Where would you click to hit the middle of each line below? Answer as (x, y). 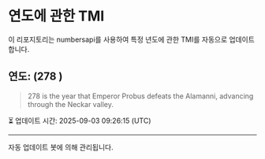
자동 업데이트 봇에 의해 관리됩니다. (61, 147)
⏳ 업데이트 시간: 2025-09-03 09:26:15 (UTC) (80, 120)
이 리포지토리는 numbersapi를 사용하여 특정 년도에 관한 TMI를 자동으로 (118, 39)
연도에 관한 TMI (56, 16)
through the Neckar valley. (71, 104)
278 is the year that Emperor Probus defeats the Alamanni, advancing (140, 96)
